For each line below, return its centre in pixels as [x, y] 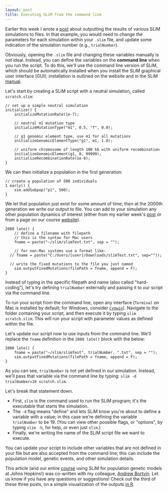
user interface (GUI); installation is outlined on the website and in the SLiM [82, 76]
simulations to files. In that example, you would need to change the [74, 34]
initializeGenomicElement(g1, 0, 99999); [58, 154]
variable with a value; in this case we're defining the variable [75, 417]
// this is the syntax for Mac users [53, 237]
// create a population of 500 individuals [51, 181]
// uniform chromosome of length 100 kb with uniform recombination [87, 149]
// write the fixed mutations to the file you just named [71, 264]
